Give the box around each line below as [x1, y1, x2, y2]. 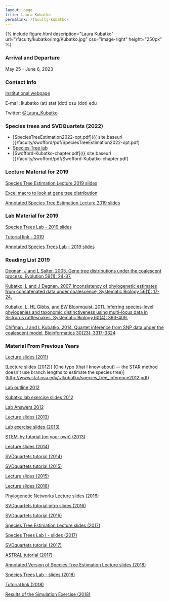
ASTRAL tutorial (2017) [5, 552, 53, 558]
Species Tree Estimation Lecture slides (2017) [5, 522, 101, 529]
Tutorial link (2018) [5, 582, 44, 588]
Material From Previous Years [5, 343, 79, 350]
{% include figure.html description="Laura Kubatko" [5, 31, 114, 37]
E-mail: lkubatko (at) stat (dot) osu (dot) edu [5, 100, 97, 106]
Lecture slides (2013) [5, 414, 50, 420]
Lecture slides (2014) [5, 443, 50, 450]
